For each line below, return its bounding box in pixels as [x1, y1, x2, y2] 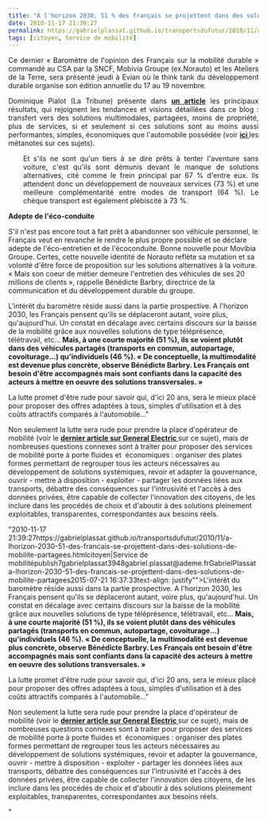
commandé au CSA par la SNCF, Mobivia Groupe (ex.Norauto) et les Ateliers [8, 64, 259, 74]
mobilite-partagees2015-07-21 [8, 575, 108, 585]
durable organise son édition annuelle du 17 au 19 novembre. [8, 81, 207, 91]
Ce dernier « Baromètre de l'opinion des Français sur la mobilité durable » [8, 56, 259, 65]
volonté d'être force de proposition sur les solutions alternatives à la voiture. [8, 261, 257, 270]
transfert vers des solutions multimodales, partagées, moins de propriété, [8, 113, 259, 123]
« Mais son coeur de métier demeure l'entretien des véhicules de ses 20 [8, 269, 245, 279]
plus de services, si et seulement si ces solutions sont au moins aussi [8, 122, 259, 131]
